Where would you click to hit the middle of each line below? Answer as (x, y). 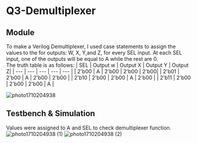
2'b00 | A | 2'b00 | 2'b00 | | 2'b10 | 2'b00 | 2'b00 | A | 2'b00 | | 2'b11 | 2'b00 (98, 78)
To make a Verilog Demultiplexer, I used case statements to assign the (91, 46)
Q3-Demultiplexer (51, 11)
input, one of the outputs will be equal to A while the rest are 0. (82, 59)
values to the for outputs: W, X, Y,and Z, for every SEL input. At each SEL (94, 53)
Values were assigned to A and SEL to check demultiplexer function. (89, 128)
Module (20, 33)
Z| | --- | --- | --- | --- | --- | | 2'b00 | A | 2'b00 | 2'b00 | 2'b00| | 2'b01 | (93, 71)
